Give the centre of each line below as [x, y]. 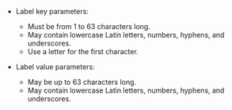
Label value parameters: [55, 67]
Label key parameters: [52, 11]
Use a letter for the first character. [83, 51]
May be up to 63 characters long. [82, 82]
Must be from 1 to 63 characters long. [89, 26]
